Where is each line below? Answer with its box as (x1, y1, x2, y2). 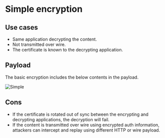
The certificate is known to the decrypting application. (12, 47, 123, 52)
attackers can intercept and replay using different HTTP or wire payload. (12, 127, 160, 133)
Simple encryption (5, 3, 83, 15)
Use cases (5, 23, 38, 32)
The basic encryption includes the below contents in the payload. (5, 74, 139, 80)
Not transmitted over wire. (12, 42, 66, 47)
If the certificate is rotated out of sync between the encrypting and (12, 111, 149, 117)
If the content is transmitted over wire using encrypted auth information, (12, 122, 160, 128)
